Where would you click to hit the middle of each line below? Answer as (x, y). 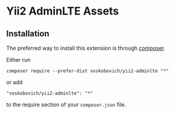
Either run (18, 60)
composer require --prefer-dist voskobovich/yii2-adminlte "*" (88, 71)
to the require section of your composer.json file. (66, 105)
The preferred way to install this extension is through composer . (86, 48)
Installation (28, 34)
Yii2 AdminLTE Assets (63, 11)
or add (14, 82)
